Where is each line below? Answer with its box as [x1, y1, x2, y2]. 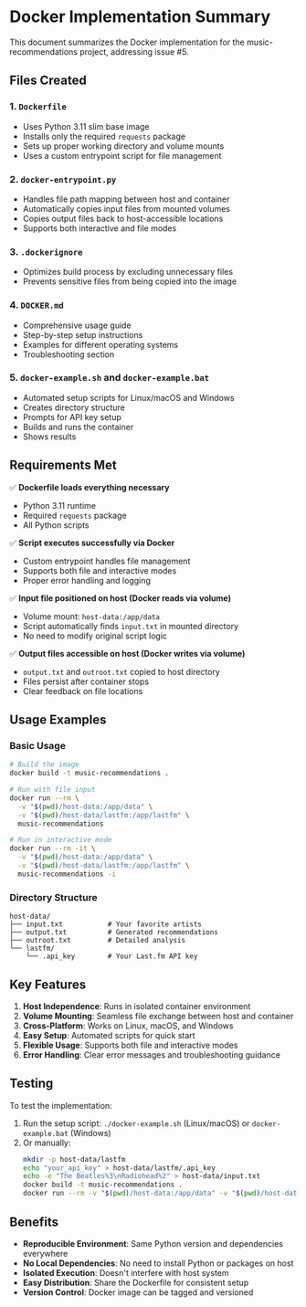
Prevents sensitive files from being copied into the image [22, 276, 237, 287]
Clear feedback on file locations [22, 685, 143, 696]
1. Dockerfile [9, 100, 67, 113]
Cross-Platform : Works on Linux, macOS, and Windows [22, 1020, 234, 1031]
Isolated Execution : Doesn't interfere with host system [22, 1267, 229, 1278]
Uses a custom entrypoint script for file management [22, 150, 222, 161]
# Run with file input [9, 785, 96, 795]
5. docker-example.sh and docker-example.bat [9, 372, 210, 385]
